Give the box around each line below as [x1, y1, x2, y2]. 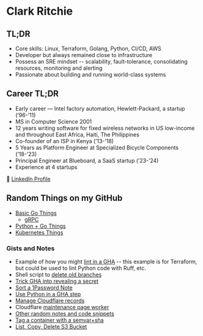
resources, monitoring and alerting [15, 64, 103, 72]
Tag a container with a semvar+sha [15, 316, 104, 324]
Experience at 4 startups [15, 163, 78, 171]
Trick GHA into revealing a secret [15, 277, 99, 285]
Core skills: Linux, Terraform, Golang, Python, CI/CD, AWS [15, 45, 162, 52]
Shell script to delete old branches [15, 271, 102, 278]
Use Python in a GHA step [15, 290, 81, 297]
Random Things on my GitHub [6, 193, 123, 203]
